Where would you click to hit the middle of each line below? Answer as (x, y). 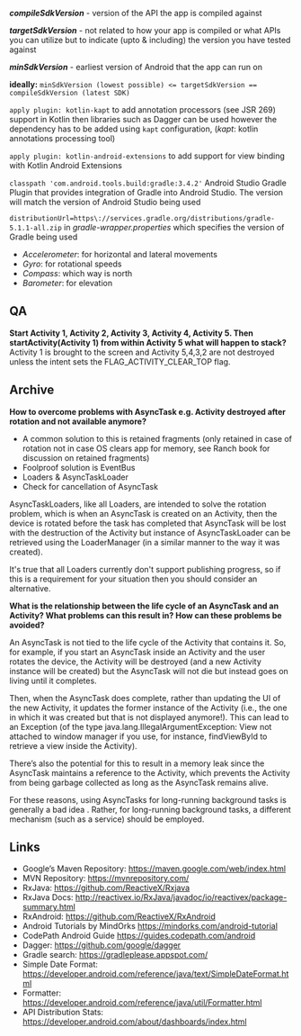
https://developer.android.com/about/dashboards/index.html (134, 1022)
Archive (32, 390)
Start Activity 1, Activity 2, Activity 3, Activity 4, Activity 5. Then (132, 333)
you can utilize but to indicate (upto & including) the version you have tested (150, 40)
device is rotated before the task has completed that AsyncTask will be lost (148, 523)
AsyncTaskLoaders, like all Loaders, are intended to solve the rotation (138, 504)
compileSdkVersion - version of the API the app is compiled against (136, 13)
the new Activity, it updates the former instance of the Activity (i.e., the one (148, 707)
